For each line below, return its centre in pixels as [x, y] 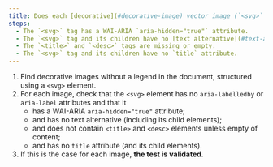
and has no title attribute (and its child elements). [117, 146]
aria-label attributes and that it [73, 103]
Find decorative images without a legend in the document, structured [136, 77]
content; [46, 137]
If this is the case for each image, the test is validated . [112, 154]
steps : [19, 24]
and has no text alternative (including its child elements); [127, 120]
